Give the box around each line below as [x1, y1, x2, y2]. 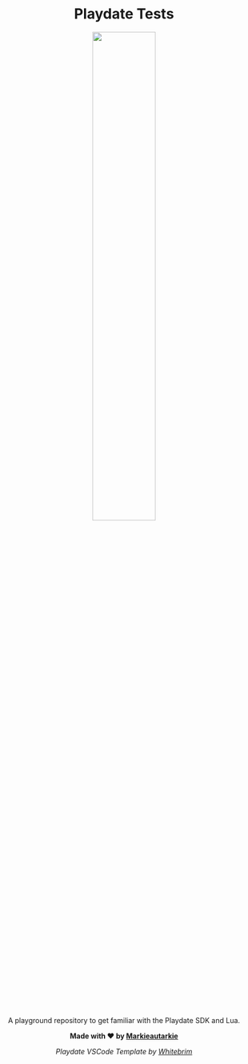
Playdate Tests [74, 5, 174, 23]
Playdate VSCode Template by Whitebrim [55, 1046, 193, 1056]
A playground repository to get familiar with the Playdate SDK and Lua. [8, 1015, 240, 1025]
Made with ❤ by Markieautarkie [69, 1031, 179, 1041]
